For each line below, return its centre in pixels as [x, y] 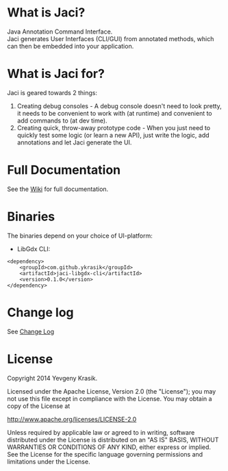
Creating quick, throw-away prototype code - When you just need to [114, 127]
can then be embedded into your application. [71, 46]
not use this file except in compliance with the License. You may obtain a [110, 398]
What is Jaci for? [56, 74]
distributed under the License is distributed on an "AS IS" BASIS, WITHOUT [113, 440]
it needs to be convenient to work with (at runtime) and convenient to [114, 113]
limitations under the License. [49, 461]
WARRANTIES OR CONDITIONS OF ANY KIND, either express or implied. [109, 447]
